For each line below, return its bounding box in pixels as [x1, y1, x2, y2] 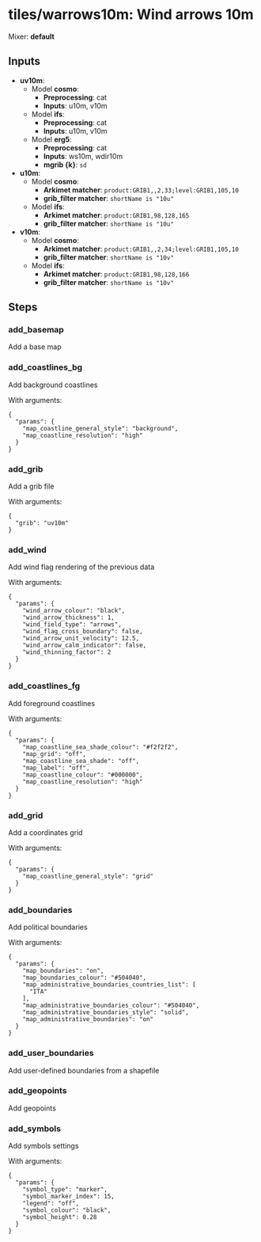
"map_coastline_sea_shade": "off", [22, 757, 140, 765]
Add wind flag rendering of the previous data [8, 562, 155, 572]
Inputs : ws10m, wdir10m [43, 151, 123, 161]
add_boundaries [8, 904, 73, 915]
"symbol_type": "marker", [22, 1186, 108, 1194]
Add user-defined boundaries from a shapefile [8, 1065, 160, 1075]
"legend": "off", [22, 1199, 80, 1208]
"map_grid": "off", [22, 750, 87, 758]
